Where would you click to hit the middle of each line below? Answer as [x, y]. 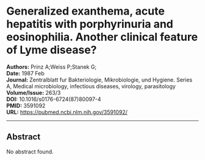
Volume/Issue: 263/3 [34, 92]
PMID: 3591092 [26, 105]
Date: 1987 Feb [25, 73]
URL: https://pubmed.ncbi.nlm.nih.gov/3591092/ [67, 112]
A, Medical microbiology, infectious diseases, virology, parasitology [91, 86]
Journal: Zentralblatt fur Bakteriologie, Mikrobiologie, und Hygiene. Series [99, 80]
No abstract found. [30, 151]
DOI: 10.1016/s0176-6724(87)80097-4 [54, 99]
